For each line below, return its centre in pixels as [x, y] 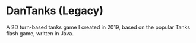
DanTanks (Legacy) [55, 11]
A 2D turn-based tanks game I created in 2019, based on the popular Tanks [98, 27]
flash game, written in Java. [40, 33]
